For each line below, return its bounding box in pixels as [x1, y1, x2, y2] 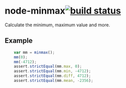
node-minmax [5, 5, 65, 17]
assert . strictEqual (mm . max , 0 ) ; [14, 64, 82, 69]
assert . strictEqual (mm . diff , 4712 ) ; [14, 73, 92, 78]
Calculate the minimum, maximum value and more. [5, 22, 110, 28]
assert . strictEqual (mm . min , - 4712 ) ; [14, 69, 92, 74]
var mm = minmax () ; [14, 50, 55, 55]
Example [5, 36, 33, 45]
